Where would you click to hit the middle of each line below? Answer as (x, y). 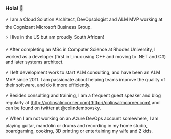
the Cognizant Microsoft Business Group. (48, 27)
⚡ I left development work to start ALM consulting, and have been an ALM (83, 72)
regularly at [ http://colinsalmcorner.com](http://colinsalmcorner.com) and (82, 103)
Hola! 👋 (15, 8)
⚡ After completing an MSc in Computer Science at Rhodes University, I (80, 49)
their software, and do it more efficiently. (48, 85)
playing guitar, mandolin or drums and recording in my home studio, (77, 126)
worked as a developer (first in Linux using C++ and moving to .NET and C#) (86, 57)
